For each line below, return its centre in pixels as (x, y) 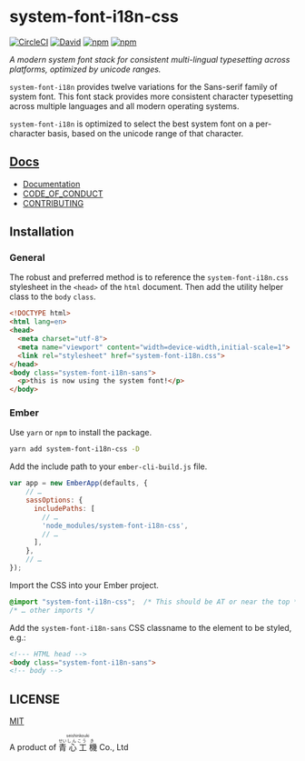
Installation (42, 232)
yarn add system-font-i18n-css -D (75, 449)
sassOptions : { (54, 501)
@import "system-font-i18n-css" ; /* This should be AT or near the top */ (156, 602)
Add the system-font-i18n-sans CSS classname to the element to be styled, (151, 627)
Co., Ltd (114, 747)
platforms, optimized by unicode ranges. (85, 69)
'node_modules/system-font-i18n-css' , (115, 526)
